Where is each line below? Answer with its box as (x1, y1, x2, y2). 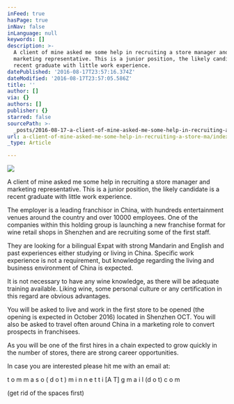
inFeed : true (7, 10, 45, 17)
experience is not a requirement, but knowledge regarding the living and (7, 257, 214, 265)
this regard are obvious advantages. (7, 292, 111, 300)
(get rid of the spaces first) (7, 389, 85, 397)
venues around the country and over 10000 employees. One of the (7, 213, 198, 222)
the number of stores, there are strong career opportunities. (7, 348, 179, 357)
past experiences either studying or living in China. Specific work (7, 249, 194, 257)
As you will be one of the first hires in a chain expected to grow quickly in (7, 341, 217, 350)
